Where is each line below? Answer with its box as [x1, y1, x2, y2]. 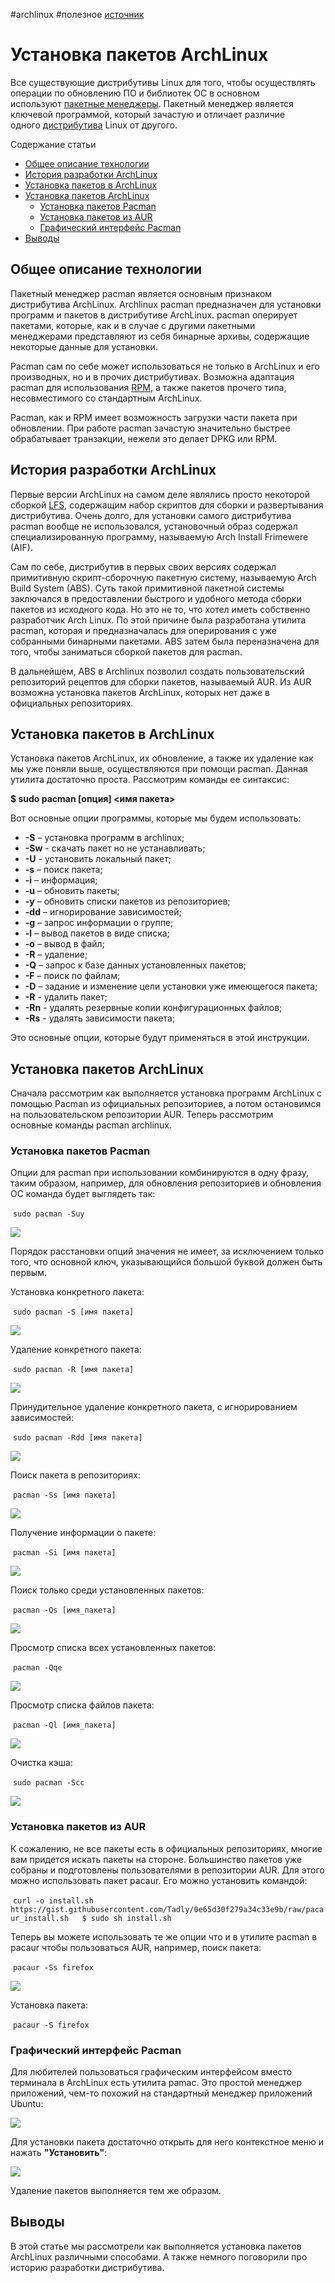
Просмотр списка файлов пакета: [10, 1699, 155, 1711]
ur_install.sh [10, 1913, 70, 1923]
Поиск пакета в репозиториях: [10, 1469, 141, 1481]
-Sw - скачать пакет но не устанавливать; [24, 842, 206, 854]
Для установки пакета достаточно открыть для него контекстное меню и [10, 2136, 325, 2148]
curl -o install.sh [12, 1895, 94, 1906]
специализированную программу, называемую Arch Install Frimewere [10, 530, 309, 543]
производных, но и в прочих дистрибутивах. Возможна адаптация [10, 370, 295, 383]
